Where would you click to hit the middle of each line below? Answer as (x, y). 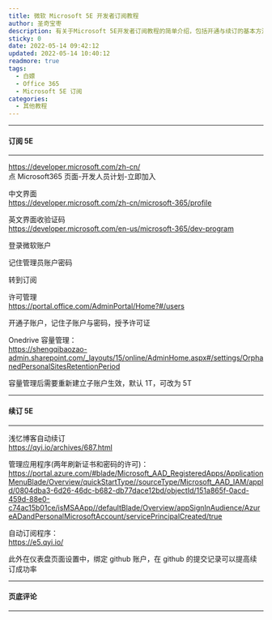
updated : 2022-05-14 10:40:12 (59, 53)
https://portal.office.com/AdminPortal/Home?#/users (96, 306)
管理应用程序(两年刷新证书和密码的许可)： (79, 464)
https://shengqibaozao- (48, 349)
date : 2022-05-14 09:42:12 (54, 46)
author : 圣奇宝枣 (35, 24)
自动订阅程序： (33, 532)
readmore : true (34, 62)
